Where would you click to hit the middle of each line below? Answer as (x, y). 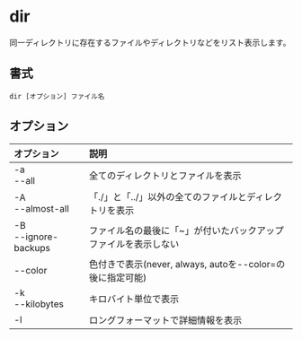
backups (32, 248)
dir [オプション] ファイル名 (57, 96)
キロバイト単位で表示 (134, 299)
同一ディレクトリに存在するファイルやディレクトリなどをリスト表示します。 (150, 42)
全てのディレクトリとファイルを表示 (165, 175)
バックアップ (257, 230)
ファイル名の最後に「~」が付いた (160, 230)
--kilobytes (39, 304)
